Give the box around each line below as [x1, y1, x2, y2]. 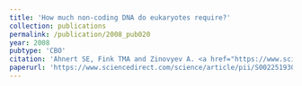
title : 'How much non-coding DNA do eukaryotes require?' [9, 13, 231, 22]
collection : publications [9, 21, 106, 30]
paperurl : [9, 64, 47, 73]
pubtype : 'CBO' [9, 47, 67, 56]
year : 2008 [9, 38, 50, 47]
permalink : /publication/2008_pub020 [9, 30, 151, 39]
